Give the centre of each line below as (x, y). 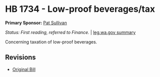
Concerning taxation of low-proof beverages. (51, 42)
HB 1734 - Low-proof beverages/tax (80, 9)
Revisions (20, 58)
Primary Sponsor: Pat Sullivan (36, 23)
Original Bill (24, 69)
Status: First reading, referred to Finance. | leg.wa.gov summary (70, 32)
